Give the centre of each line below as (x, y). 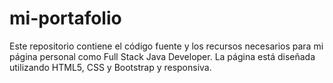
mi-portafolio (65, 18)
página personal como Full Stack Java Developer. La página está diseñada (162, 56)
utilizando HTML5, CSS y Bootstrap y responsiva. (110, 67)
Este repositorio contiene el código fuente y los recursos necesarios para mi (166, 46)
